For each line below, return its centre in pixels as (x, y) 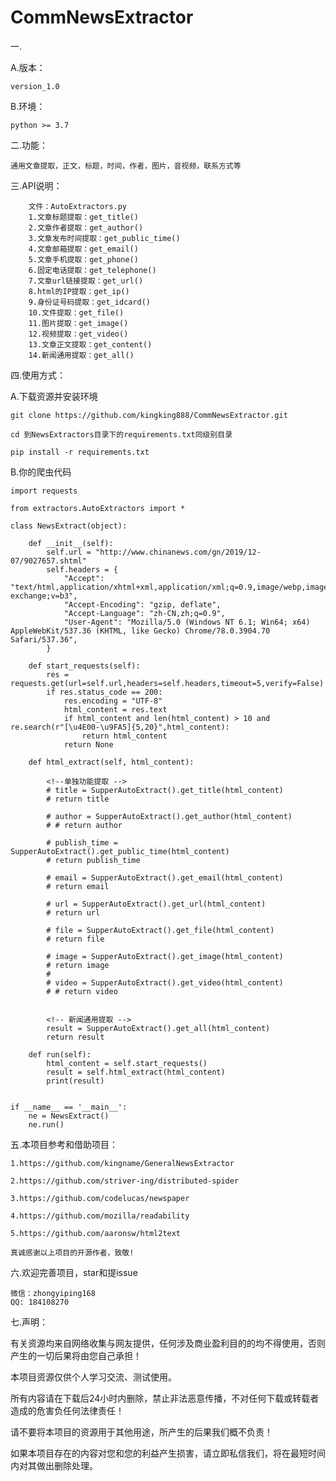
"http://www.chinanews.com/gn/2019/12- (178, 552)
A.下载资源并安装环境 (54, 396)
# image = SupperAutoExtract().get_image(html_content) (165, 956)
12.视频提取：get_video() (78, 334)
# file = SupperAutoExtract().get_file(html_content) (160, 930)
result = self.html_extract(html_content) (136, 1072)
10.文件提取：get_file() (76, 312)
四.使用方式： (38, 375)
